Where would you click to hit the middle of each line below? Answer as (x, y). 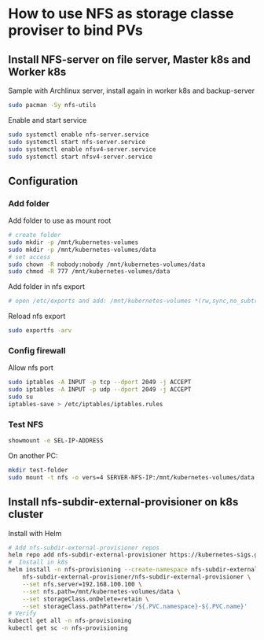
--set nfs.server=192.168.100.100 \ (82, 584)
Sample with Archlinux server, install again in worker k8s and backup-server (132, 91)
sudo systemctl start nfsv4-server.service (81, 157)
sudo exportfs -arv (40, 331)
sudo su (21, 397)
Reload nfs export (37, 316)
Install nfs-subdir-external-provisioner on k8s (123, 502)
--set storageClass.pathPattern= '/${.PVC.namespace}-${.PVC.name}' (135, 606)
